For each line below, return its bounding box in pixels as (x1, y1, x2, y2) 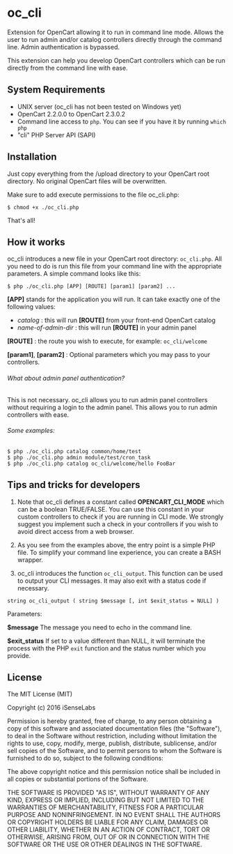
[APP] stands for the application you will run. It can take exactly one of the (7, 295, 220, 304)
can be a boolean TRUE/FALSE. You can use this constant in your (17, 505, 204, 513)
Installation (7, 151, 57, 163)
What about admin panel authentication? (7, 374, 125, 382)
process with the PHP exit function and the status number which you (7, 643, 207, 653)
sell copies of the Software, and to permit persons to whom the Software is (7, 747, 223, 755)
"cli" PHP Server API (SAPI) (17, 130, 96, 139)
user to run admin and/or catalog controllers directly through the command (7, 35, 223, 43)
